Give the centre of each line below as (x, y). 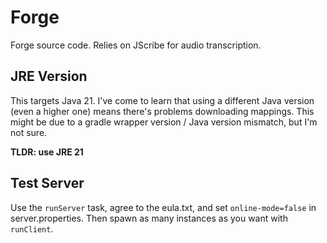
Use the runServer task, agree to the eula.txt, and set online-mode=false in (163, 207)
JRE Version (49, 76)
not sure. (29, 132)
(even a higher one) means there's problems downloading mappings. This (162, 111)
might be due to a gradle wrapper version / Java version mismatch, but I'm (164, 122)
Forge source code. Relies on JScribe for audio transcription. (136, 45)
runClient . (32, 228)
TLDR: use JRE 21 (47, 152)
